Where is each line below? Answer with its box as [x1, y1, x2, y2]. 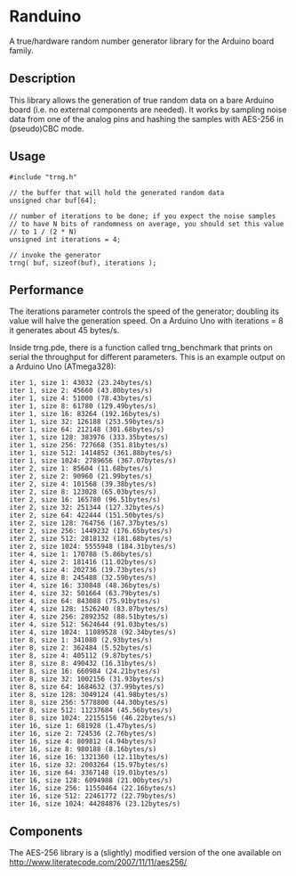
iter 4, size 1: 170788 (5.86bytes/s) [9, 550, 153, 559]
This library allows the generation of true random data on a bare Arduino [9, 94, 275, 105]
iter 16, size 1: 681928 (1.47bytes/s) [9, 722, 157, 731]
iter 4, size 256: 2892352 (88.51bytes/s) [9, 612, 169, 621]
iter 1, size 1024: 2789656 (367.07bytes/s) [9, 456, 177, 465]
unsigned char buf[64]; [9, 196, 98, 205]
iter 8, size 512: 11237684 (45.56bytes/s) [9, 706, 173, 715]
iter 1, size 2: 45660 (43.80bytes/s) [9, 386, 153, 396]
